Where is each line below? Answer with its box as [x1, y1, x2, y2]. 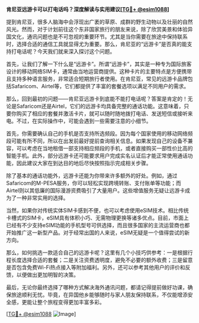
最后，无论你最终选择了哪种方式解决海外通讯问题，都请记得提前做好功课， [6, 284, 188, 290]
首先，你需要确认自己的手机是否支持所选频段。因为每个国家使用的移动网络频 [6, 130, 193, 137]
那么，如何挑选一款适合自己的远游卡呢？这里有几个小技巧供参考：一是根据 [6, 249, 188, 256]
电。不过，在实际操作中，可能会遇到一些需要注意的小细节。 [6, 118, 152, 124]
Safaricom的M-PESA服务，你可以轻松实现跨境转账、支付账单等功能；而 [6, 180, 182, 186]
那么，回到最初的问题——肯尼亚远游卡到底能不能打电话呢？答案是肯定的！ [6, 95, 188, 102]
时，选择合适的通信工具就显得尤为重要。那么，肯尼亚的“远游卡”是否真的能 [6, 41, 188, 47]
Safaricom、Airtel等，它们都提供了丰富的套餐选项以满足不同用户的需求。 [11, 83, 190, 89]
